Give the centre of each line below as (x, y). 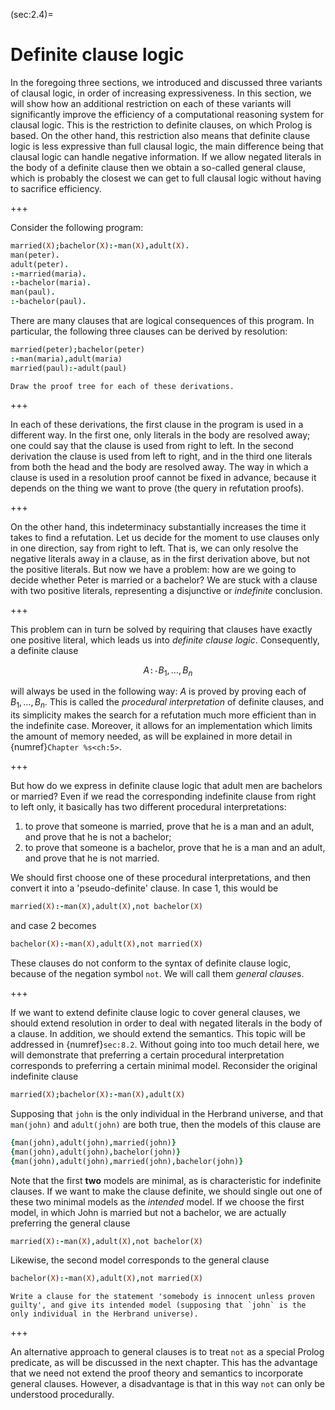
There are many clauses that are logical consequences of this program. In (162, 321)
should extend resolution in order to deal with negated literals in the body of (166, 1023)
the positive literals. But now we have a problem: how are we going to (153, 569)
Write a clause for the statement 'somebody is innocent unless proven (162, 1297)
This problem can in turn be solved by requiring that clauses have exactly (161, 629)
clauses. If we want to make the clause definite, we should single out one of (166, 1191)
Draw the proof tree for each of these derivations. (122, 386)
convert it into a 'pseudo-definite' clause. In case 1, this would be (144, 888)
